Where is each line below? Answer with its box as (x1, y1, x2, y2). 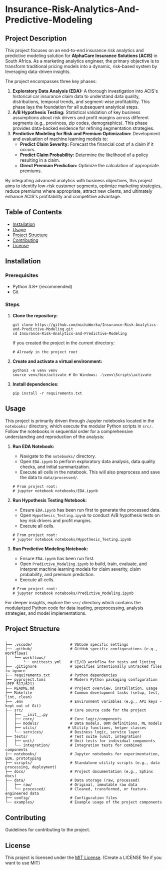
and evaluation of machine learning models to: (12, 136, 108, 142)
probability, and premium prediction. (19, 571, 95, 577)
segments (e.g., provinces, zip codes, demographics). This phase (12, 120, 148, 126)
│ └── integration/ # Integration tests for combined (5, 743, 142, 748)
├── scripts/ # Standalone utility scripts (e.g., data (5, 760, 160, 765)
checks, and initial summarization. (19, 464, 90, 470)
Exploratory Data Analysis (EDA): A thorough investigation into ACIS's (12, 88, 158, 94)
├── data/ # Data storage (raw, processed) (5, 778, 140, 783)
